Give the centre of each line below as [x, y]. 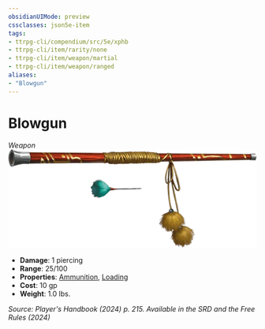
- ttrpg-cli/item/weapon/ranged [61, 67]
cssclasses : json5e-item [49, 25]
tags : [17, 33]
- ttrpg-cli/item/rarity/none [58, 50]
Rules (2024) [30, 318]
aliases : [22, 75]
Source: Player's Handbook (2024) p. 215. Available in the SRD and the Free [132, 309]
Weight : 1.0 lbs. [45, 294]
